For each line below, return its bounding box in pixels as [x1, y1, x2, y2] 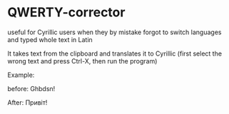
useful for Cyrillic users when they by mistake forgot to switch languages [7, 28, 222, 36]
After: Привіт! [7, 98, 48, 107]
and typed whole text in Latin [7, 35, 93, 43]
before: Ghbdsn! [7, 84, 56, 93]
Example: [7, 71, 35, 79]
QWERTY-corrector [7, 4, 126, 21]
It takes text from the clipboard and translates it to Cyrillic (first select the [7, 49, 223, 58]
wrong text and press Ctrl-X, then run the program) [7, 56, 158, 65]
